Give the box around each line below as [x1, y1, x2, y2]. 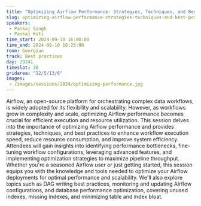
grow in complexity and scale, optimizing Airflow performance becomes [6, 110, 184, 117]
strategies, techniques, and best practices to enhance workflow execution [6, 129, 189, 137]
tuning [6, 149, 22, 156]
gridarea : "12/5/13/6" [6, 70, 63, 76]
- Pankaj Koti [8, 31, 44, 37]
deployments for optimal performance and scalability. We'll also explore [6, 174, 183, 181]
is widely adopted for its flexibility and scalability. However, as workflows [6, 104, 186, 111]
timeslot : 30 [6, 64, 39, 71]
